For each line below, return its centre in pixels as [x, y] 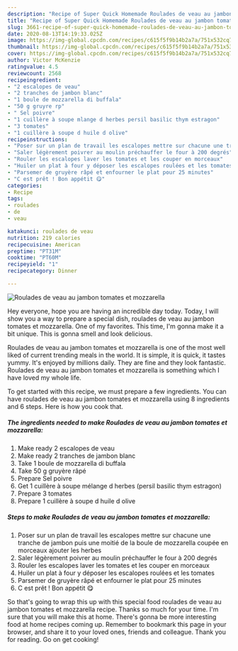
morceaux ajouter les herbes [59, 550]
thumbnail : [23, 47]
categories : [25, 185]
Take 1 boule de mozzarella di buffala [72, 463]
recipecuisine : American [44, 245]
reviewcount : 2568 [34, 73]
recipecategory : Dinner [42, 271]
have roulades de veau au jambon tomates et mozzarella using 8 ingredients [119, 399]
